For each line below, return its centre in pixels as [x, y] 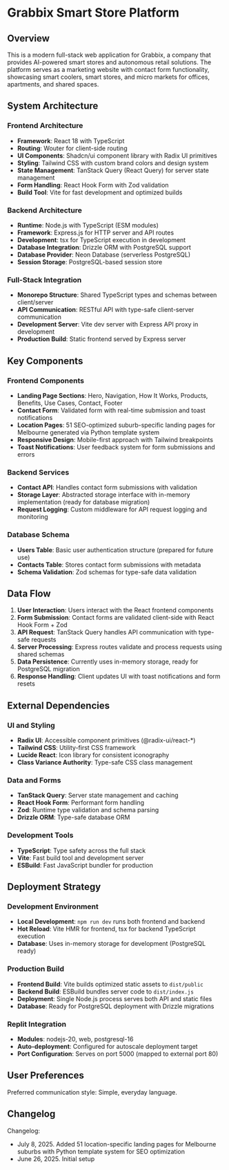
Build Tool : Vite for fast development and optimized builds [100, 192]
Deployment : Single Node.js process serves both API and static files [114, 998]
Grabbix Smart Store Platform [93, 13]
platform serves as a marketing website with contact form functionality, [108, 70]
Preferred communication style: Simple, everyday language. [92, 1092]
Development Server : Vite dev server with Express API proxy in [108, 325]
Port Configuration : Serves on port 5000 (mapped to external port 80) [118, 1054]
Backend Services [38, 472]
